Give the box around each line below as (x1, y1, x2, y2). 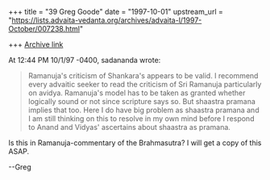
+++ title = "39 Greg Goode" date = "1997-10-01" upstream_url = (8, 7, 223, 16)
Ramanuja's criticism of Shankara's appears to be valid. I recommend (27, 71, 259, 80)
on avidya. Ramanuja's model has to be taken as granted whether (27, 88, 246, 98)
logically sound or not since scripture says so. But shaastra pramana (27, 97, 256, 106)
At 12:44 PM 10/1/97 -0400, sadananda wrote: (8, 56, 161, 65)
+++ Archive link (8, 40, 64, 49)
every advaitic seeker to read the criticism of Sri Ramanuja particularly (27, 80, 262, 89)
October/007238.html (8, 24, 81, 33)
